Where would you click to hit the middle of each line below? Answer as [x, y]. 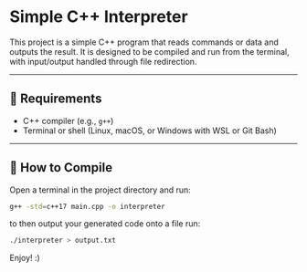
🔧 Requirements [56, 99]
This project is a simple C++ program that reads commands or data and [144, 42]
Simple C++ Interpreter [99, 17]
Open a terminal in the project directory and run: [101, 190]
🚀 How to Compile [61, 167]
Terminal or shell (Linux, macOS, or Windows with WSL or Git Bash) [149, 131]
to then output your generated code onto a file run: [105, 224]
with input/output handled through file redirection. [103, 61]
